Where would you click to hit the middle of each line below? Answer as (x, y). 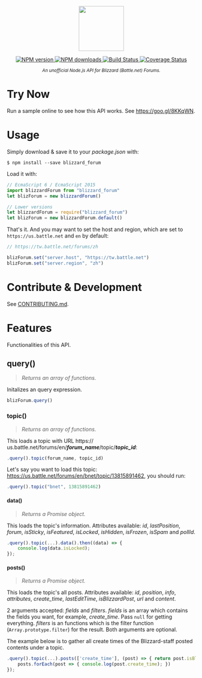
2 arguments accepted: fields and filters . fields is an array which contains (97, 610)
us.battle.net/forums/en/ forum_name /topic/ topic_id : (72, 447)
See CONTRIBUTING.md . (38, 304)
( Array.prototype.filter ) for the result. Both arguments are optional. (92, 629)
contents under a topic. (36, 647)
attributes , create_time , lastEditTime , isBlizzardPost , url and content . (91, 599)
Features (29, 328)
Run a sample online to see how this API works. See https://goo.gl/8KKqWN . (101, 110)
